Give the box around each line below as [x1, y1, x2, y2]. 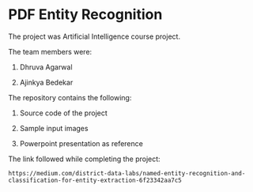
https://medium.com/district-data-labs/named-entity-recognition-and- [8, 169, 246, 177]
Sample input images [19, 123, 89, 133]
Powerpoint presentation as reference [19, 138, 144, 148]
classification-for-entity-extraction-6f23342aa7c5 [8, 176, 182, 184]
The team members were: [8, 47, 93, 56]
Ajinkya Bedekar [19, 77, 74, 87]
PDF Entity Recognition [8, 6, 163, 24]
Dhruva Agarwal [19, 62, 73, 72]
